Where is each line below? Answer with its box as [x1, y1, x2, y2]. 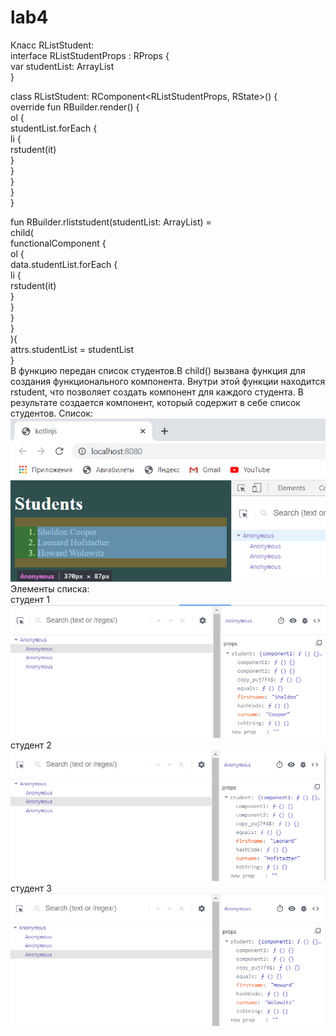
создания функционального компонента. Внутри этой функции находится [10, 375, 326, 387]
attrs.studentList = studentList [10, 343, 135, 355]
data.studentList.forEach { [10, 258, 118, 270]
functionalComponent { [10, 237, 107, 249]
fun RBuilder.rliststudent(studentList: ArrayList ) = [10, 216, 212, 228]
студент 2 [10, 739, 52, 751]
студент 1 [10, 593, 50, 605]
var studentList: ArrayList [10, 60, 115, 72]
